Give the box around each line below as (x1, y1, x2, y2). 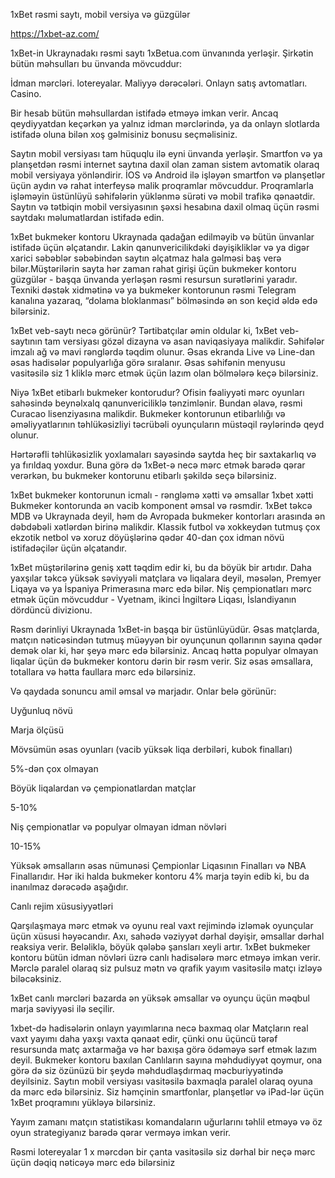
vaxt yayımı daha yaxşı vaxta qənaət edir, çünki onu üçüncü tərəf (10, 1033, 278, 1044)
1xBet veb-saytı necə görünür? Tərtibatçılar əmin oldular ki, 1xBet (10, 325, 278, 336)
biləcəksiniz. (10, 973, 62, 984)
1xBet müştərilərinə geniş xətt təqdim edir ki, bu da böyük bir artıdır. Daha (10, 562, 312, 573)
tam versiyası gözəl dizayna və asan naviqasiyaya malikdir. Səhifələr (44, 335, 325, 347)
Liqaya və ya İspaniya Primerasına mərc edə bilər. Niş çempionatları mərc (10, 583, 312, 594)
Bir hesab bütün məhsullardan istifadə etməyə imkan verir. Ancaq (10, 107, 279, 119)
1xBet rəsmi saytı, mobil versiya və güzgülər (10, 9, 191, 20)
